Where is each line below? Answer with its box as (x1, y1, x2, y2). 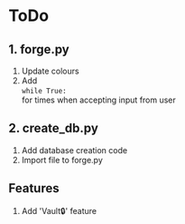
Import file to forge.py (21, 154, 103, 165)
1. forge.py (8, 42, 69, 57)
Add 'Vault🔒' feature (21, 205, 97, 216)
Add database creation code (21, 144, 128, 155)
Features (8, 180, 60, 196)
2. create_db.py (8, 121, 98, 136)
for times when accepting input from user (21, 94, 177, 105)
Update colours (21, 65, 79, 76)
